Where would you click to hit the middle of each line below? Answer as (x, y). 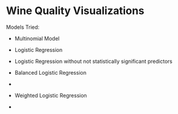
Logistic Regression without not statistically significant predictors (93, 61)
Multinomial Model (37, 38)
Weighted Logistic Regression (51, 95)
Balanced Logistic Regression (51, 72)
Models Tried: (23, 27)
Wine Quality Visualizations (75, 11)
